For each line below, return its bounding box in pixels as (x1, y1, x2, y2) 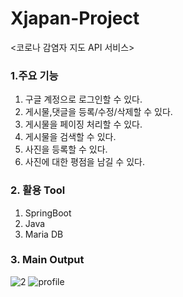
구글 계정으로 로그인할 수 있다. (24, 93, 143, 106)
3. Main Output (10, 253, 85, 267)
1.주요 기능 (10, 68, 59, 82)
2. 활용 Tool (10, 183, 66, 197)
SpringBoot (24, 207, 72, 219)
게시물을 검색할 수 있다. (24, 131, 117, 143)
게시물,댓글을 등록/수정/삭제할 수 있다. (24, 106, 173, 118)
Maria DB (24, 228, 64, 240)
